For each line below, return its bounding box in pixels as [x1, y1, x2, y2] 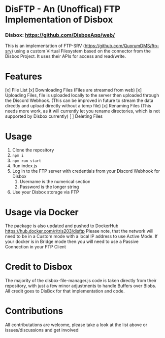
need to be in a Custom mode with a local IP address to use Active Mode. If [5, 234, 158, 240]
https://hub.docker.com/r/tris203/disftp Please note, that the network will [5, 228, 154, 234]
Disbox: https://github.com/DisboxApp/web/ [5, 32, 115, 39]
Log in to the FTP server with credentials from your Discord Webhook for [12, 168, 160, 174]
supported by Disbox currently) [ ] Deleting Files [5, 113, 103, 119]
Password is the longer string [19, 184, 79, 190]
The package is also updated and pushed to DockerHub [5, 223, 119, 229]
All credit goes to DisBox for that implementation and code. [5, 288, 125, 294]
